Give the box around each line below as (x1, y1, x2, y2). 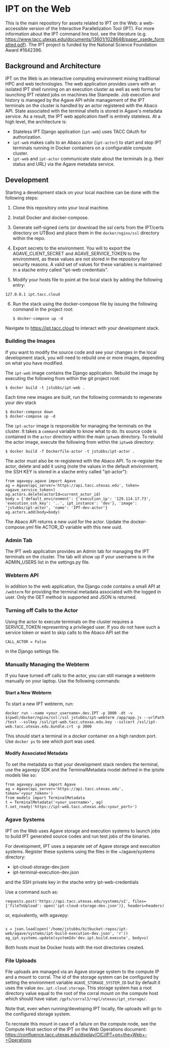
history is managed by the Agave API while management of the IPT (5, 97, 145, 103)
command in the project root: (12, 306, 74, 312)
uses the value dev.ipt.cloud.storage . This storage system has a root (5, 985, 152, 991)
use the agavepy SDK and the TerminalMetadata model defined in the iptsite (5, 767, 165, 773)
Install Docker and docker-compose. (12, 214, 89, 221)
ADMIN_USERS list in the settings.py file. (5, 559, 90, 566)
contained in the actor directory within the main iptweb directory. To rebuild (5, 434, 163, 440)
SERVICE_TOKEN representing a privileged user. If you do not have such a (5, 624, 160, 630)
